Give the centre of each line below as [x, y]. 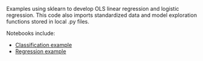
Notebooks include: [31, 33]
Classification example [43, 45]
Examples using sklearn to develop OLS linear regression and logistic [93, 9]
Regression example [41, 51]
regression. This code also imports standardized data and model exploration [102, 15]
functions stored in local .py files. [48, 21]
